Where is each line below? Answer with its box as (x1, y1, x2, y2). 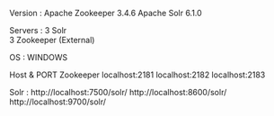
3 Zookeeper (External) (9, 35, 95, 45)
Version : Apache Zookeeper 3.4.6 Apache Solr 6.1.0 (9, 8, 202, 18)
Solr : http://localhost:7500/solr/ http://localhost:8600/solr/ (9, 87, 227, 97)
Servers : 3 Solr (9, 25, 67, 35)
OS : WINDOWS (9, 52, 68, 62)
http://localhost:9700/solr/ (9, 96, 106, 107)
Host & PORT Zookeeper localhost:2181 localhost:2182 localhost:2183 (9, 69, 266, 80)
